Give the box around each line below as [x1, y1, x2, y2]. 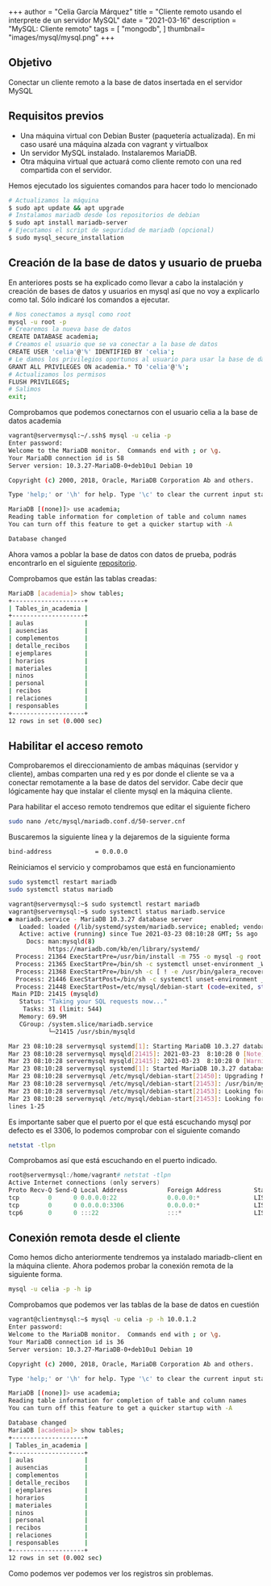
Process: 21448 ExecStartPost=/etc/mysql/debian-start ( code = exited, [15, 982, 254, 991]
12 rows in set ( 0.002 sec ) [8, 1554, 103, 1562]
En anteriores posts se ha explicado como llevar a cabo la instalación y [8, 278, 244, 287]
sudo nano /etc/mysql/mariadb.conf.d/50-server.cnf [8, 818, 186, 826]
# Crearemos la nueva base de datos [8, 325, 131, 333]
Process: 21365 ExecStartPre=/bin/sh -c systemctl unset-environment [15, 960, 254, 968]
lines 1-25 [8, 1102, 45, 1111]
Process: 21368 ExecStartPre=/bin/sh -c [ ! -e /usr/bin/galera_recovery [15, 968, 269, 976]
